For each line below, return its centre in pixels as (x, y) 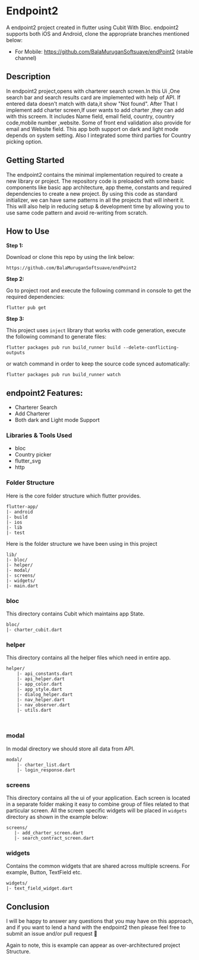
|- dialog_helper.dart (45, 695)
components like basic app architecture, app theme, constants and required (99, 187)
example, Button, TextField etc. (44, 873)
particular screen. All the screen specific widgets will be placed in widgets (97, 810)
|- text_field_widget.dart (40, 889)
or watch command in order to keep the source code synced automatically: (98, 364)
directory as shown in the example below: (57, 817)
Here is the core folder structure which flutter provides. (74, 496)
